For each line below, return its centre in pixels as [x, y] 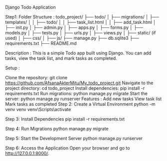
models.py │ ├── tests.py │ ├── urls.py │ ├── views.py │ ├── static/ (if [81, 33]
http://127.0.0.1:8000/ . [27, 153]
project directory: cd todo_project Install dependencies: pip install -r [75, 88]
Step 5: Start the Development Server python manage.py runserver [74, 138]
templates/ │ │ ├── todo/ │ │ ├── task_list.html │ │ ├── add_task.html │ [81, 22]
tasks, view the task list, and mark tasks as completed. [61, 58]
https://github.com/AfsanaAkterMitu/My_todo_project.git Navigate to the [79, 83]
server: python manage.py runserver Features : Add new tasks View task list [83, 99]
